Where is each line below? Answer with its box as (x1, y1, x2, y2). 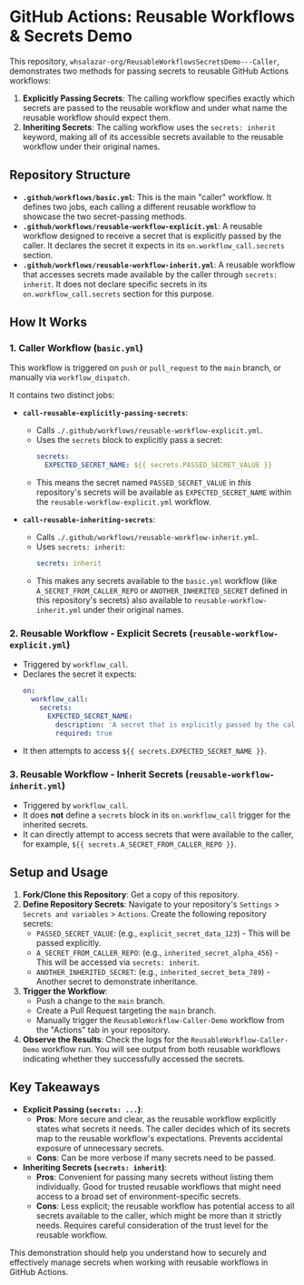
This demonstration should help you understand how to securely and (9, 1247, 267, 1258)
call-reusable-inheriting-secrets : (22, 514, 156, 525)
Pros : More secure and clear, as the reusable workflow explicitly (35, 1113, 277, 1124)
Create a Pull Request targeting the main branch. (35, 1005, 217, 1016)
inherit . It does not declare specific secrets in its (22, 278, 208, 289)
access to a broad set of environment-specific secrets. (35, 1190, 242, 1201)
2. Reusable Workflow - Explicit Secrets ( (9, 627, 193, 639)
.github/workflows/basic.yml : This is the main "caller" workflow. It (22, 191, 272, 202)
